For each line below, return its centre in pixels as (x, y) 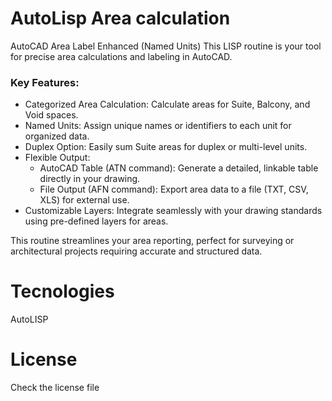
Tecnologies (62, 291)
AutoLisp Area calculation (120, 18)
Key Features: (45, 82)
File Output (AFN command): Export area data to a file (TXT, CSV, (174, 189)
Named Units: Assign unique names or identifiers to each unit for (158, 126)
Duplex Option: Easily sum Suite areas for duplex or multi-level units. (166, 147)
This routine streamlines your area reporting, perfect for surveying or (152, 241)
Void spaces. (51, 115)
